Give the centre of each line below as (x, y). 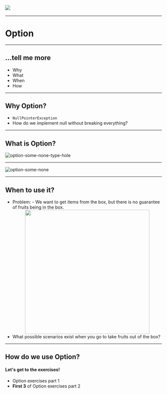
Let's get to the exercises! (33, 369)
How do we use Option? (43, 357)
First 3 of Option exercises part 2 (46, 386)
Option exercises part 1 (36, 381)
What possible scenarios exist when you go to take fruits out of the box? (86, 337)
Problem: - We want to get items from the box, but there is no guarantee (86, 202)
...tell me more (28, 58)
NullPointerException (35, 118)
